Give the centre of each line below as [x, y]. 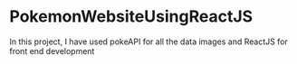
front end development [52, 50]
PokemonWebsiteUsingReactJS [131, 17]
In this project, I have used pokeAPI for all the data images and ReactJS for [148, 41]
